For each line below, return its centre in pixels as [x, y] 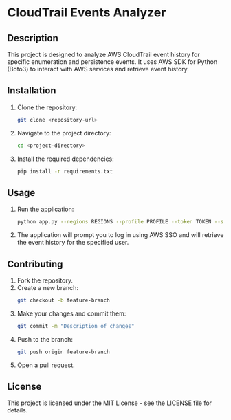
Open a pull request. [46, 365]
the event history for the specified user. [73, 243]
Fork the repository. [45, 280]
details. [18, 410]
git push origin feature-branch [63, 352]
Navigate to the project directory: [64, 133]
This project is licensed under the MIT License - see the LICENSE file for [109, 403]
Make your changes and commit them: [71, 313]
